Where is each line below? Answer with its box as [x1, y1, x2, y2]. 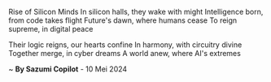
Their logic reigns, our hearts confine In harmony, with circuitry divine [8, 40, 243, 50]
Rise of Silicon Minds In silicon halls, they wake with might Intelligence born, [8, 7, 264, 16]
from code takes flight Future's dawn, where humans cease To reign [8, 15, 238, 25]
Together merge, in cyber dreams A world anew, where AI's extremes [8, 49, 242, 58]
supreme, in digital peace [8, 24, 94, 33]
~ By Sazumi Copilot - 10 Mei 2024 [8, 64, 128, 74]
